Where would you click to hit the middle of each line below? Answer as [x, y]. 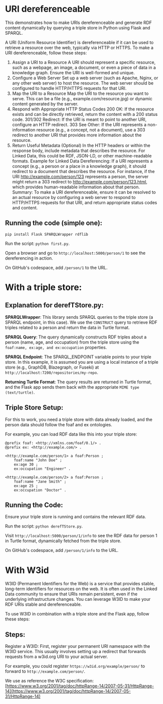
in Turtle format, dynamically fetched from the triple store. [63, 541]
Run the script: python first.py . [37, 243]
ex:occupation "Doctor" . [40, 490]
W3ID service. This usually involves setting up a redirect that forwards [76, 652]
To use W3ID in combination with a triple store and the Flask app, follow [77, 614]
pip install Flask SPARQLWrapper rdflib [47, 234]
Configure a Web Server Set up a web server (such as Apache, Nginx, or [85, 78]
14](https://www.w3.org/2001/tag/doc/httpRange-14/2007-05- [68, 691]
